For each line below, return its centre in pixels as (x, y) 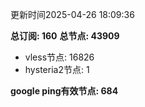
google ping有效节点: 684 (64, 91)
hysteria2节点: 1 (57, 69)
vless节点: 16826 (59, 57)
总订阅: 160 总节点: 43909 (65, 36)
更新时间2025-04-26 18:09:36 (72, 14)
